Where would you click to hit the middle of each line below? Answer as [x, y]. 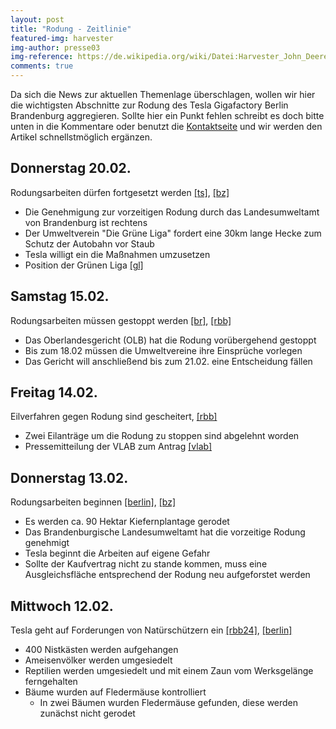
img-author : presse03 [55, 47]
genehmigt [47, 543]
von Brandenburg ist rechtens [86, 222]
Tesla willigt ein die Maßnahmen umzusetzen [117, 254]
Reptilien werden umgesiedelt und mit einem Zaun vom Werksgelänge [169, 671]
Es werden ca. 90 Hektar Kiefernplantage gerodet [127, 522]
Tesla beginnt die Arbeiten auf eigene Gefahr [117, 553]
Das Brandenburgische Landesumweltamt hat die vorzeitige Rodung [165, 532]
